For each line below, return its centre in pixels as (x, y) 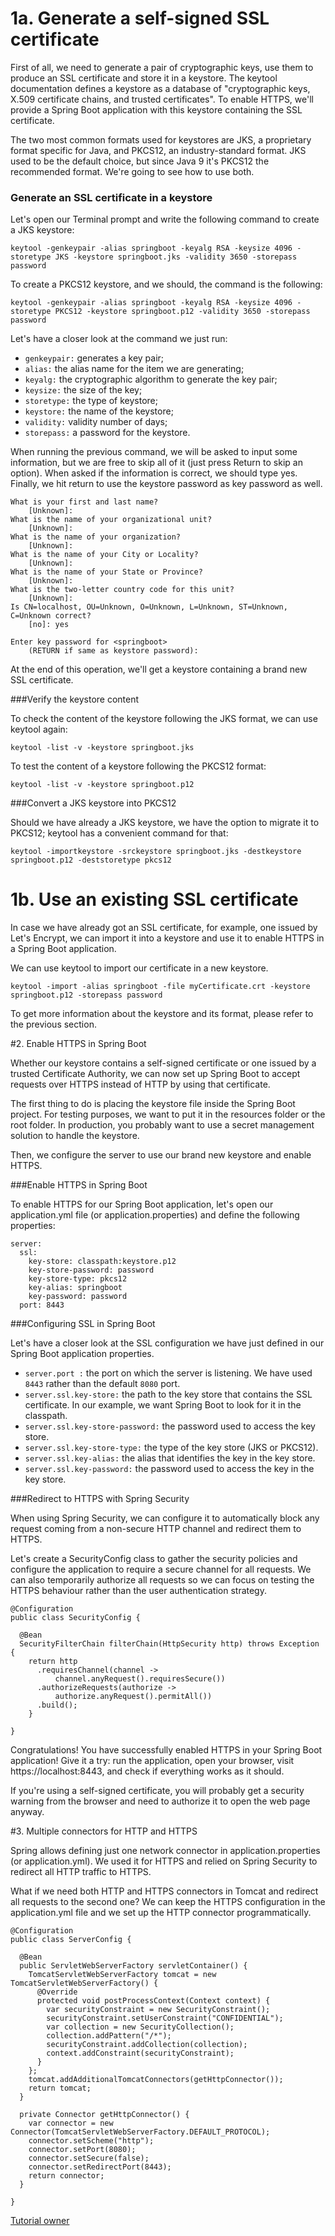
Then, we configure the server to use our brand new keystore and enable (161, 1155)
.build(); (57, 1705)
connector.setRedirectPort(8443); (100, 2167)
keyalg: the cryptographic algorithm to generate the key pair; (151, 379)
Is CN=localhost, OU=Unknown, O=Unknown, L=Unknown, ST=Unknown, (149, 607)
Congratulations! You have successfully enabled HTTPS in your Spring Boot (166, 1750)
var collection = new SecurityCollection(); (140, 2027)
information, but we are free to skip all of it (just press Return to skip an (156, 463)
